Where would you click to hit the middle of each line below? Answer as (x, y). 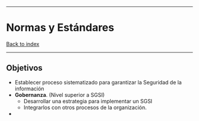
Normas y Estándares (60, 28)
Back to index (23, 44)
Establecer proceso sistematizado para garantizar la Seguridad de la (98, 82)
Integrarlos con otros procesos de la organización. (85, 107)
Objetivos (24, 68)
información (29, 89)
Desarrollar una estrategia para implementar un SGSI (88, 101)
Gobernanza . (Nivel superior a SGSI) (60, 94)
